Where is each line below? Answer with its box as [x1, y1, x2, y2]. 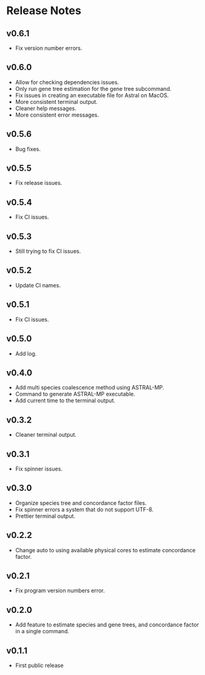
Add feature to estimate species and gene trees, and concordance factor [15, 621, 199, 628]
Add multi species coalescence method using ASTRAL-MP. [15, 384, 165, 391]
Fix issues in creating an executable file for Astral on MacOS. [15, 92, 170, 99]
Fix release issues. [15, 179, 62, 187]
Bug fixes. [15, 145, 41, 152]
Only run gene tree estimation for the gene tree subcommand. [15, 85, 172, 92]
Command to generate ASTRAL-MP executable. [15, 391, 136, 398]
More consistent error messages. [15, 111, 99, 119]
